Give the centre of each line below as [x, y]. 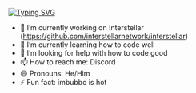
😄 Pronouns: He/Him [55, 73]
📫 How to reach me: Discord [68, 62]
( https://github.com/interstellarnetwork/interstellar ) [104, 36]
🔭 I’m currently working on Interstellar [82, 27]
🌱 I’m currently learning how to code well [87, 45]
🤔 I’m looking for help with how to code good [94, 53]
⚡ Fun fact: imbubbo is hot [63, 82]
